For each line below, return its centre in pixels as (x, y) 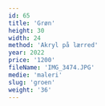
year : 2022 (26, 53)
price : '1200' (32, 61)
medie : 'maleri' (35, 75)
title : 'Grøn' (32, 23)
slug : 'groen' (32, 82)
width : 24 (25, 38)
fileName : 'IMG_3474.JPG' (51, 68)
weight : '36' (30, 90)
